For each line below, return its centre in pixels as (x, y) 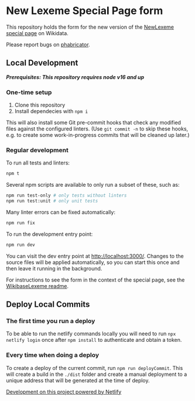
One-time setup (29, 92)
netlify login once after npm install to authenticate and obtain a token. (94, 340)
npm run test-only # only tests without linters (66, 196)
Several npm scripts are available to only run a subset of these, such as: (93, 185)
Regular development (37, 150)
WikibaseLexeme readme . (37, 286)
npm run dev (20, 245)
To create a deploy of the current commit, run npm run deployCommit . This (95, 368)
